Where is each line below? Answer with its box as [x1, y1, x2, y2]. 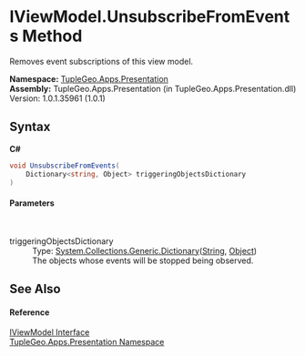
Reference [9, 307, 50, 318]
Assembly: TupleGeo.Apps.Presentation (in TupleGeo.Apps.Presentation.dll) [9, 83, 297, 94]
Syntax [9, 119, 51, 135]
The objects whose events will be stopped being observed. [32, 255, 254, 266]
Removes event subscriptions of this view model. [9, 56, 194, 66]
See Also [9, 280, 61, 297]
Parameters [9, 198, 55, 209]
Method [22, 25, 83, 46]
